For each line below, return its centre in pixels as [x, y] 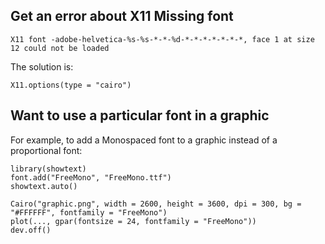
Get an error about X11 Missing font [122, 16]
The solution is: [42, 66]
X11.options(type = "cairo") [71, 85]
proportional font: [46, 150]
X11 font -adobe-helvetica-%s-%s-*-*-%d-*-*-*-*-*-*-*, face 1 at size [162, 39]
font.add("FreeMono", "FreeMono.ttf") [91, 177]
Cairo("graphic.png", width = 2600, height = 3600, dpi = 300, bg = [156, 204]
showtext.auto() [44, 186]
